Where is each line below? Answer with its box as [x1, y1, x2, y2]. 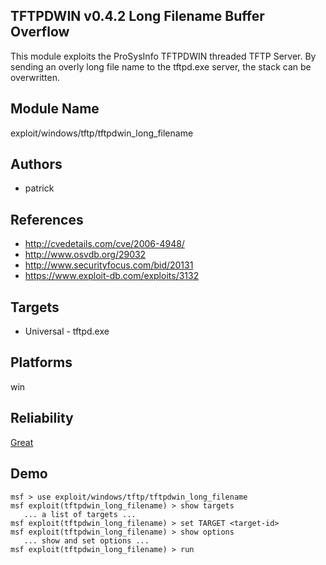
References [10, 211, 84, 228]
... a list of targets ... [23, 509, 137, 519]
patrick [24, 182, 55, 194]
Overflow [10, 24, 70, 41]
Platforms [10, 354, 73, 371]
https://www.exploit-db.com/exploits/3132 [24, 270, 200, 282]
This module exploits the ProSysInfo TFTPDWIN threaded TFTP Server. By [10, 50, 317, 62]
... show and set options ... [23, 535, 150, 546]
